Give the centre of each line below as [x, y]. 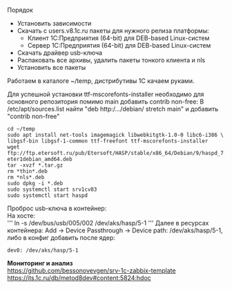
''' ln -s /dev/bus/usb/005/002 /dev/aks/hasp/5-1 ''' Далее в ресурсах [108, 223]
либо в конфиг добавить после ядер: [61, 237]
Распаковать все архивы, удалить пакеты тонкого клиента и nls [111, 60]
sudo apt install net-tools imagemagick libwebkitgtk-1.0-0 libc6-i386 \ [116, 135]
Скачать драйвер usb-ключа [59, 53]
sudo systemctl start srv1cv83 [52, 189]
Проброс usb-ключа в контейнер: [57, 208]
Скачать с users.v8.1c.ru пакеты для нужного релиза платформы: [113, 31]
